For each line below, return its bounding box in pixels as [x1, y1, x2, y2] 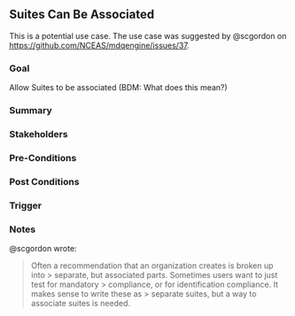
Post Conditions [9, 175, 80, 188]
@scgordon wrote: [9, 243, 77, 254]
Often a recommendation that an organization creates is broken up [30, 260, 274, 271]
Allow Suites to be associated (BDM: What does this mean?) [9, 82, 228, 93]
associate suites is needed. [30, 298, 131, 309]
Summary [9, 104, 53, 117]
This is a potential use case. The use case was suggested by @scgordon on [9, 30, 287, 41]
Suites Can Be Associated [9, 7, 155, 22]
